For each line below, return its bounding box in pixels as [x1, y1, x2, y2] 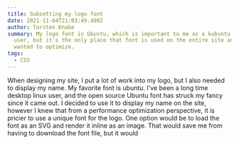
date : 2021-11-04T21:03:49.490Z [7, 17, 103, 24]
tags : [7, 50, 23, 57]
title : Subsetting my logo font [7, 10, 103, 18]
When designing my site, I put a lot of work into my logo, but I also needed [7, 76, 225, 84]
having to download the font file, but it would [7, 128, 139, 137]
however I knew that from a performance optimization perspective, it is [7, 106, 215, 114]
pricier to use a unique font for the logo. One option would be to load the [7, 113, 220, 122]
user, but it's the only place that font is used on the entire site [14, 37, 224, 44]
